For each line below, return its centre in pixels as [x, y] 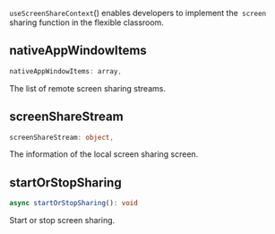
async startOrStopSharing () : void [74, 204]
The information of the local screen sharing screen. [104, 154]
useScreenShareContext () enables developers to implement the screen [138, 13]
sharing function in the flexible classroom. [86, 22]
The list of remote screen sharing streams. [87, 88]
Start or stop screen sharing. [62, 221]
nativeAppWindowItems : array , [66, 71]
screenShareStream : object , [62, 137]
